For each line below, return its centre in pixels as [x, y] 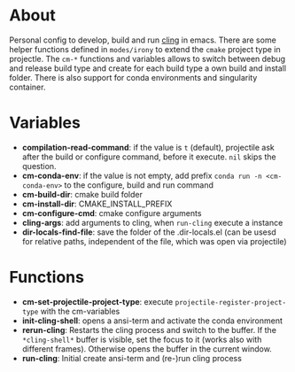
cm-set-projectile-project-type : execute [97, 301]
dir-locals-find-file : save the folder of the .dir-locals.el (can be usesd [149, 232]
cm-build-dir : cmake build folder [82, 194]
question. [39, 166]
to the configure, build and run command [139, 185]
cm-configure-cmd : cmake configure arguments [112, 213]
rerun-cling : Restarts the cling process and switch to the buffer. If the [149, 329]
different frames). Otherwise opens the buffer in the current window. [147, 349]
